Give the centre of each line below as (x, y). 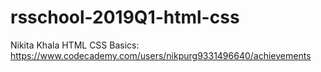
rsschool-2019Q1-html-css (125, 17)
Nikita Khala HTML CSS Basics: (75, 45)
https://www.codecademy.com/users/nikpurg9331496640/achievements (161, 55)
